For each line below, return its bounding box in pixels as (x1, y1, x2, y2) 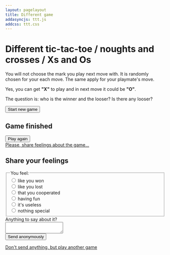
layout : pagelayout (5, 7, 47, 13)
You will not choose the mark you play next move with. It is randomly (5, 71, 149, 77)
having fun (17, 196, 41, 202)
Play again (8, 136, 28, 141)
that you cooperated (17, 190, 60, 196)
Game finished (5, 122, 53, 130)
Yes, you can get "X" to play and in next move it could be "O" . (5, 86, 136, 92)
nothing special (17, 207, 50, 213)
